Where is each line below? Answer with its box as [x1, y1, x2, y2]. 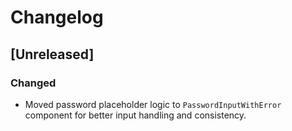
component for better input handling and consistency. [24, 109, 247, 121]
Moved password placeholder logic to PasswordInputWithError [24, 98, 282, 110]
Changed [10, 76, 57, 90]
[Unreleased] [10, 46, 95, 63]
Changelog [10, 6, 104, 29]
